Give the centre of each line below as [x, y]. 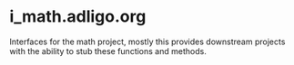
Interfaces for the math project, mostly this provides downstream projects [147, 42]
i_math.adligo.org [78, 17]
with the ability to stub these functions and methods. [108, 51]
